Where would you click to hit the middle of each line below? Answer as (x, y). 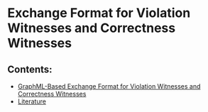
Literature (32, 101)
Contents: (30, 69)
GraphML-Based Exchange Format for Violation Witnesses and (109, 86)
